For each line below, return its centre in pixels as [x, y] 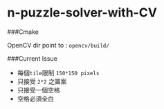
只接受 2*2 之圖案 [42, 81]
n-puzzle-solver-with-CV [82, 13]
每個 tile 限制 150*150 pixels [58, 72]
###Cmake [23, 32]
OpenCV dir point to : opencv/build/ [58, 45]
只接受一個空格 [38, 90]
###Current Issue [32, 58]
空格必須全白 [35, 99]
